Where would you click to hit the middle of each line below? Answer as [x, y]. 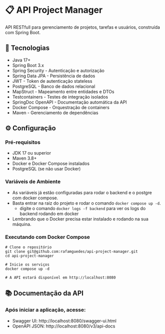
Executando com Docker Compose [48, 237]
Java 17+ [21, 60]
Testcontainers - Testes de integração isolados [60, 97]
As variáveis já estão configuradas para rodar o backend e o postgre [82, 192]
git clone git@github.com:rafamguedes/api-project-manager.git [72, 252]
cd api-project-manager [30, 256]
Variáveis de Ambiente [33, 182]
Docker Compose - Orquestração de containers [61, 107]
